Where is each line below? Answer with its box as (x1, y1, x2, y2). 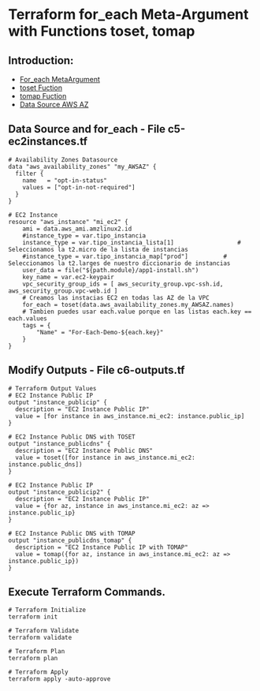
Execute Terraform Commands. (8, 585, 166, 599)
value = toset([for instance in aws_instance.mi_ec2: (15, 454, 195, 461)
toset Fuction (19, 83, 63, 92)
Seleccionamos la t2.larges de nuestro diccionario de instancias (8, 259, 231, 267)
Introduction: (8, 54, 74, 67)
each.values (8, 314, 47, 323)
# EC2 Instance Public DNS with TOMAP (8, 529, 136, 537)
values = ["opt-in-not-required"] (22, 183, 136, 191)
